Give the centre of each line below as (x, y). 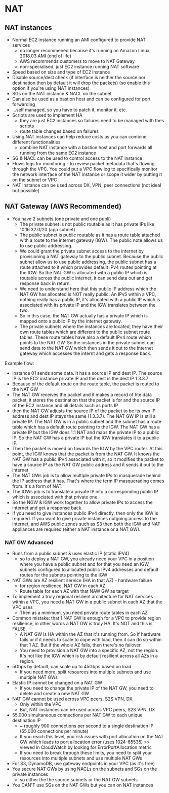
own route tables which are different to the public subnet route (85, 332)
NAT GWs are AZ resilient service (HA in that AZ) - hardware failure (82, 581)
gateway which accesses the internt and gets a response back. (86, 353)
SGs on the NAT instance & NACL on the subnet (62, 94)
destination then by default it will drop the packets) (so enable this (81, 83)
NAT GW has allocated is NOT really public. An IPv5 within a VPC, (88, 294)
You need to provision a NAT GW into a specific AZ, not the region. (89, 651)
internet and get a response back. (47, 508)
